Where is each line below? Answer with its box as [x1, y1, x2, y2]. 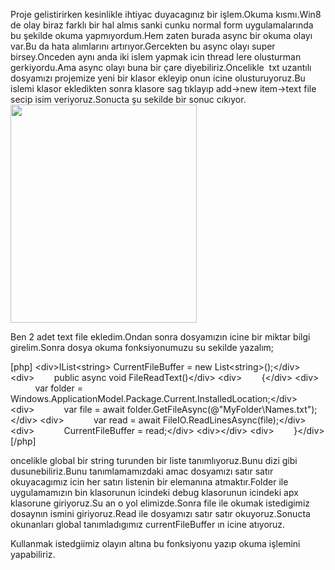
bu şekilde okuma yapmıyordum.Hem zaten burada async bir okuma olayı [10, 30, 313, 41]
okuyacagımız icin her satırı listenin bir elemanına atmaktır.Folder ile [10, 476, 289, 488]
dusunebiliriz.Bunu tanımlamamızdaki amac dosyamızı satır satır [10, 465, 274, 477]
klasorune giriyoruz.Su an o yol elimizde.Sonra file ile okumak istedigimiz [10, 497, 311, 509]
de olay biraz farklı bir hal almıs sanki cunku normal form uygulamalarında [10, 19, 314, 31]
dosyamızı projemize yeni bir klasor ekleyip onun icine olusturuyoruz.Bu [10, 72, 306, 84]
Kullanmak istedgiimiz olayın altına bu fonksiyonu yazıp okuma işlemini [10, 538, 301, 549]
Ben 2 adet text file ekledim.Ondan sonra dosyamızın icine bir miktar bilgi [10, 331, 311, 343]
